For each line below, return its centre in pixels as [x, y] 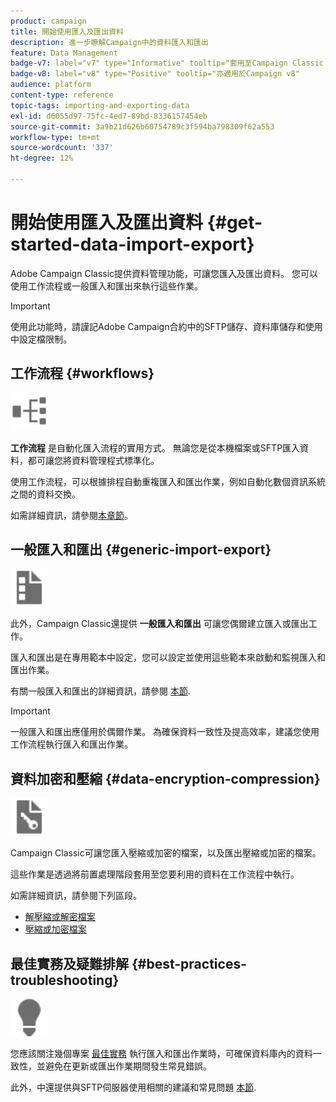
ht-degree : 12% [42, 158]
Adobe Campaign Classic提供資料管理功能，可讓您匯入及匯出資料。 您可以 [164, 273]
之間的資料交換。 [45, 494]
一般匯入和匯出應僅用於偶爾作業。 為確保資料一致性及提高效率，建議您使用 [165, 732]
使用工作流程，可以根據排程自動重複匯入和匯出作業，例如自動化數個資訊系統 [168, 481]
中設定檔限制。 [41, 339]
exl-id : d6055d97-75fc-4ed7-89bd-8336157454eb [109, 116]
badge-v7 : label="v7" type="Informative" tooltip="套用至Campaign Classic [167, 63]
